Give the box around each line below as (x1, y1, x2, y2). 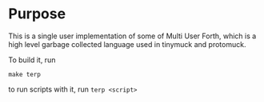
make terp (8, 70, 42, 78)
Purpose (8, 5, 66, 23)
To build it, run (8, 55, 56, 65)
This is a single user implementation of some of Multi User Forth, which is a (8, 31, 257, 41)
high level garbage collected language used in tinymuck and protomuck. (8, 39, 246, 49)
